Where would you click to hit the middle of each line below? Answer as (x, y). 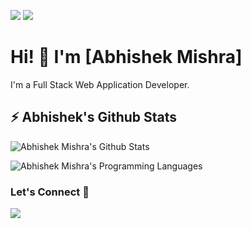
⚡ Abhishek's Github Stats (94, 117)
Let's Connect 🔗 (50, 192)
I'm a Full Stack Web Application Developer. (100, 84)
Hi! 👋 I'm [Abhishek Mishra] (126, 57)
